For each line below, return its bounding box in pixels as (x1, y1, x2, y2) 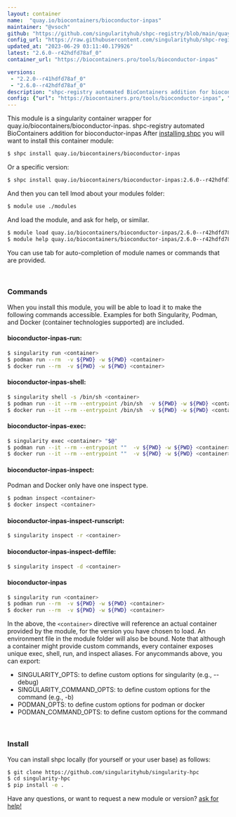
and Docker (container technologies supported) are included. (7, 318, 185, 326)
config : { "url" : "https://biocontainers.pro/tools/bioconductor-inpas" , (7, 95, 225, 102)
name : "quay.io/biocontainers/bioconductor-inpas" (7, 17, 162, 24)
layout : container (7, 10, 61, 18)
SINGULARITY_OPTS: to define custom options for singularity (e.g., (17, 671, 212, 679)
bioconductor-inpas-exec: (7, 422, 86, 430)
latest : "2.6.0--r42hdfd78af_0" (7, 50, 102, 57)
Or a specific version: (7, 163, 70, 171)
